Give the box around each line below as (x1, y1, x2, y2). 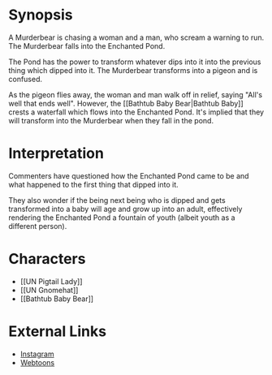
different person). (8, 221, 67, 231)
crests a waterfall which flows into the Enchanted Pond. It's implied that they (8, 107, 265, 117)
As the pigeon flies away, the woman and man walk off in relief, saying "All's (8, 89, 262, 99)
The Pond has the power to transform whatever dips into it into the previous (8, 57, 261, 67)
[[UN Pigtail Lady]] (19, 276, 83, 286)
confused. (8, 74, 43, 84)
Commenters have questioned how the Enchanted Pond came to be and (8, 170, 249, 180)
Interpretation (8, 144, 104, 163)
